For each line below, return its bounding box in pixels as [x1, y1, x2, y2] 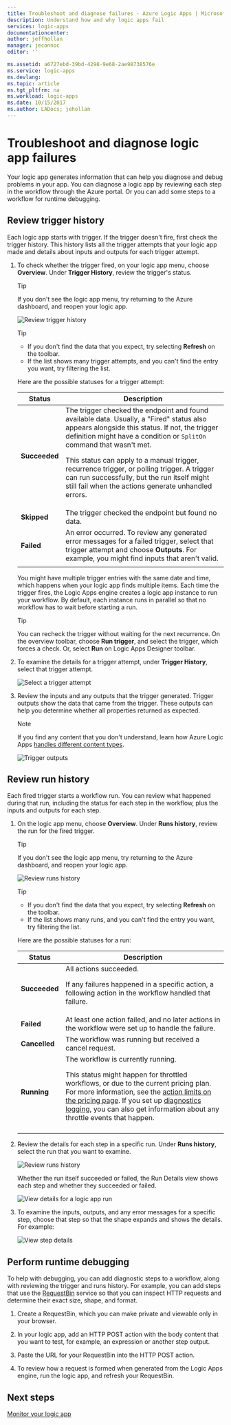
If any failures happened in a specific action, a [65, 980, 214, 989]
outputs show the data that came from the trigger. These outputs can [16, 699, 213, 707]
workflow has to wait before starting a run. [16, 603, 137, 611]
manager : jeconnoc [7, 42, 60, 49]
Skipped [20, 512, 49, 522]
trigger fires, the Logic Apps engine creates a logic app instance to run [16, 588, 218, 596]
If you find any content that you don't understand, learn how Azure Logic [16, 732, 223, 741]
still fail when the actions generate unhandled [65, 481, 212, 491]
